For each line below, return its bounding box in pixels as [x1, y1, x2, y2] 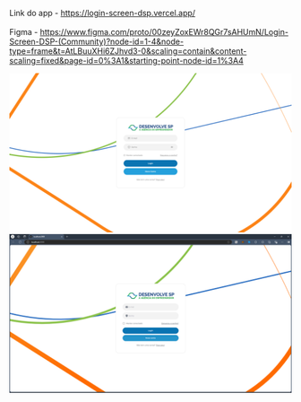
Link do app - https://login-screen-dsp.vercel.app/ [9, 8, 195, 18]
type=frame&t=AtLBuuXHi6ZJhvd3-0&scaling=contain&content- [9, 46, 247, 57]
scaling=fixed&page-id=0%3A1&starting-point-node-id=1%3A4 [9, 56, 244, 66]
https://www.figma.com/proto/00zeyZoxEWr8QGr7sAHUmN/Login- [39, 27, 289, 37]
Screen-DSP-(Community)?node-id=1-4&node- [9, 36, 185, 47]
